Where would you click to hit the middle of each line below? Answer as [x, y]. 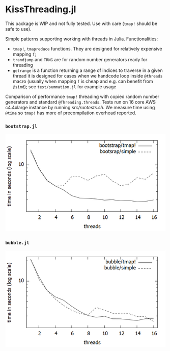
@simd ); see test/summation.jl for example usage [64, 86]
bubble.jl [17, 243]
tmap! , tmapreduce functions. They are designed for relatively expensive [87, 48]
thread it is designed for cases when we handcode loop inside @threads [88, 76]
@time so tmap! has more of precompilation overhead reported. [71, 113]
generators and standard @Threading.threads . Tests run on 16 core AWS [81, 102]
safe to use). [18, 29]
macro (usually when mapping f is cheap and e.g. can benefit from [83, 81]
